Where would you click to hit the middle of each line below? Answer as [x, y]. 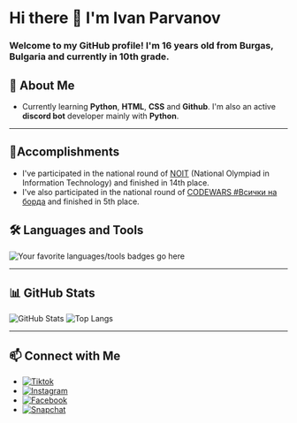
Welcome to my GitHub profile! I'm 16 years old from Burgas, [141, 46]
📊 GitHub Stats [52, 293]
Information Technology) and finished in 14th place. [115, 182]
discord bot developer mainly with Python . [100, 116]
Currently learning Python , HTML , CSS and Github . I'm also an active [149, 106]
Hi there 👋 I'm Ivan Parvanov [115, 18]
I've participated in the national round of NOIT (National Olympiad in [145, 173]
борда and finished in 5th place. [80, 201]
